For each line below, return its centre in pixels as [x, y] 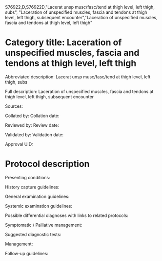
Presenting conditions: [28, 177]
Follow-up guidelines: [27, 253]
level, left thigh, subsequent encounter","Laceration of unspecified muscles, [81, 17]
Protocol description [47, 164]
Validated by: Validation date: [34, 135]
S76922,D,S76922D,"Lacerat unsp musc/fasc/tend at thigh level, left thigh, [80, 7]
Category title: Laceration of [63, 42]
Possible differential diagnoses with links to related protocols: [67, 215]
